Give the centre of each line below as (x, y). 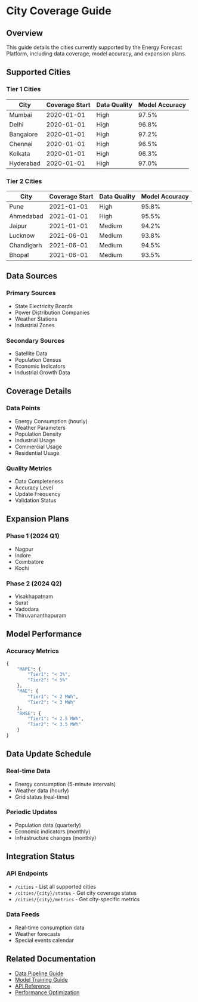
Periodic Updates (32, 812)
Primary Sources (31, 293)
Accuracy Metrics (33, 651)
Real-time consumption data (49, 927)
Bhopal (19, 255)
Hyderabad (25, 163)
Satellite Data (31, 353)
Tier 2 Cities (24, 181)
